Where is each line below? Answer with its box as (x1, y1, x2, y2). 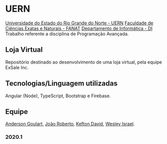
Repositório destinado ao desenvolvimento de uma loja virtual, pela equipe (5, 59, 162, 65)
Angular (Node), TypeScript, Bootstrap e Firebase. (5, 93, 111, 99)
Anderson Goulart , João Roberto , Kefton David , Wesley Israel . (5, 121, 135, 127)
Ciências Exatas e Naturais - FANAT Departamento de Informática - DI (5, 25, 153, 31)
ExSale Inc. (5, 64, 29, 70)
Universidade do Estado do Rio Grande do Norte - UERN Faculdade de (5, 20, 154, 26)
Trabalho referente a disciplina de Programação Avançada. (5, 31, 129, 37)
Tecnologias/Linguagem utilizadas (5, 79, 118, 88)
